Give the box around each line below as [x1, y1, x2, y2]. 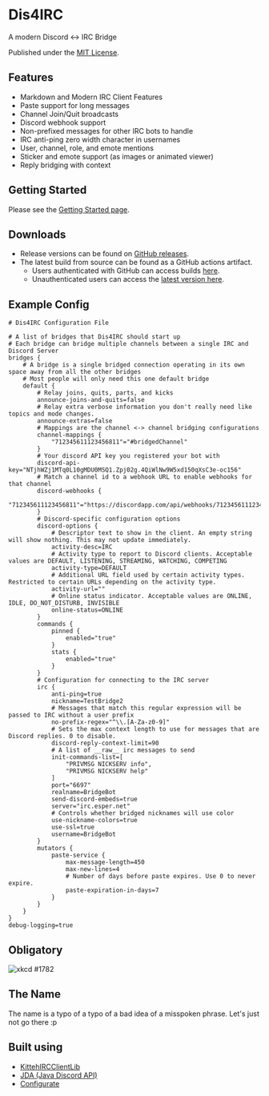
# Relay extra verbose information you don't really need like [37, 403, 252, 412]
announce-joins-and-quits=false [37, 396, 146, 404]
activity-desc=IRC [50, 543, 113, 552]
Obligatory [8, 943, 63, 957]
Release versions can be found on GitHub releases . [19, 249, 190, 259]
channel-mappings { [37, 431, 102, 440]
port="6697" [50, 781, 91, 789]
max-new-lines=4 [65, 865, 120, 873]
